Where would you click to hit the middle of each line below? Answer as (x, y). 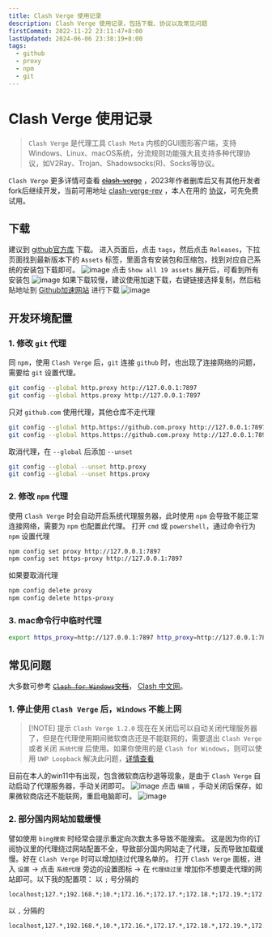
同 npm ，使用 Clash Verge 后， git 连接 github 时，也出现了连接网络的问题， (134, 362)
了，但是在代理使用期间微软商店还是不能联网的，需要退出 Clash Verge (145, 738)
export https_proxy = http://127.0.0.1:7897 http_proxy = (103, 638)
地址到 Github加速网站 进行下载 (67, 290)
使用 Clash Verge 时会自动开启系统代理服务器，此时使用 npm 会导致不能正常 (134, 516)
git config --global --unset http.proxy (78, 467)
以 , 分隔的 (27, 910)
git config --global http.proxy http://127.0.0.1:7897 (103, 388)
